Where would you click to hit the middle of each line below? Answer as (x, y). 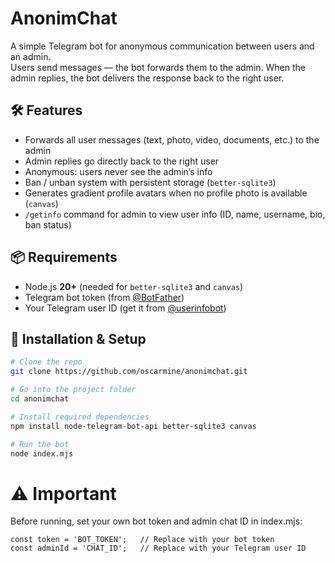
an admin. (31, 56)
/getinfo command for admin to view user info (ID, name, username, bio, (175, 214)
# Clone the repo (46, 362)
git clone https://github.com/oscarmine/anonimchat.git (129, 372)
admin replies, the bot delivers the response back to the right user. (147, 78)
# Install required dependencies (80, 417)
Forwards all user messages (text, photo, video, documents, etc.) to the (172, 139)
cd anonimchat (40, 399)
